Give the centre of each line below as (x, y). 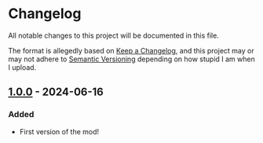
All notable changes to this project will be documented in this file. (114, 35)
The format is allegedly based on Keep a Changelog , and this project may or (131, 50)
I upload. (22, 67)
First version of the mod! (59, 131)
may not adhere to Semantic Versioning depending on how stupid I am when (131, 59)
